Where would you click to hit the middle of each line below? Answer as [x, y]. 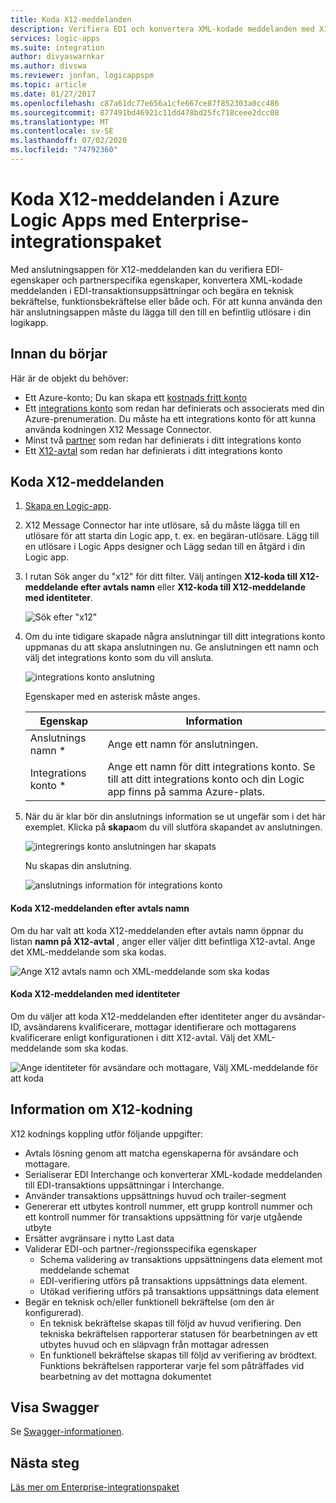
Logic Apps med [79, 220]
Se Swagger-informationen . [67, 1432]
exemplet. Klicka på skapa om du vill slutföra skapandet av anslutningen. [173, 827]
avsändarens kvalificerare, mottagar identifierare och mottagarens [160, 1027]
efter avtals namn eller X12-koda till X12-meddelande [193, 587]
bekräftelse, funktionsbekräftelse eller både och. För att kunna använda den [166, 301]
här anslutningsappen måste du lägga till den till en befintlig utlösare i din [161, 312]
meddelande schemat [84, 1270]
